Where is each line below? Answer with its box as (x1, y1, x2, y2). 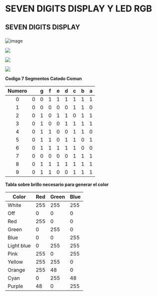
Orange (7, 266, 25, 273)
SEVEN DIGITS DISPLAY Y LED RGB (5, 3, 153, 14)
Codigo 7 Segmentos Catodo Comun (5, 75, 82, 81)
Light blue (7, 242, 31, 249)
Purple (7, 283, 23, 290)
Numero (7, 87, 27, 94)
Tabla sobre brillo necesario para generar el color (5, 181, 109, 187)
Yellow (7, 258, 23, 265)
